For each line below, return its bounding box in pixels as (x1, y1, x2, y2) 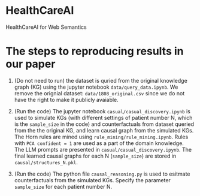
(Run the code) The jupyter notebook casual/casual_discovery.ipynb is (14, 107, 191, 114)
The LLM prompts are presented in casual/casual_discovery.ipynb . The (14, 146, 192, 153)
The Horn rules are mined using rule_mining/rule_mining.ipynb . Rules (14, 133, 189, 140)
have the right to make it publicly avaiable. (14, 96, 119, 103)
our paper (5, 58, 56, 71)
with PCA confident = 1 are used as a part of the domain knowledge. (14, 139, 184, 147)
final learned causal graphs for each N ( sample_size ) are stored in (14, 152, 177, 159)
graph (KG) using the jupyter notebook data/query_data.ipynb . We (14, 83, 178, 91)
